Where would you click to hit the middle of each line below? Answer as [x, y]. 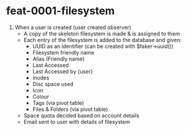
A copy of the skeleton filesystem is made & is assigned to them [102, 33]
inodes [41, 78]
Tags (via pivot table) [58, 103]
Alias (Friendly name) [58, 59]
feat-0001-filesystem [61, 11]
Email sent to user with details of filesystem [77, 122]
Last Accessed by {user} [63, 71]
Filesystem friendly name [63, 52]
